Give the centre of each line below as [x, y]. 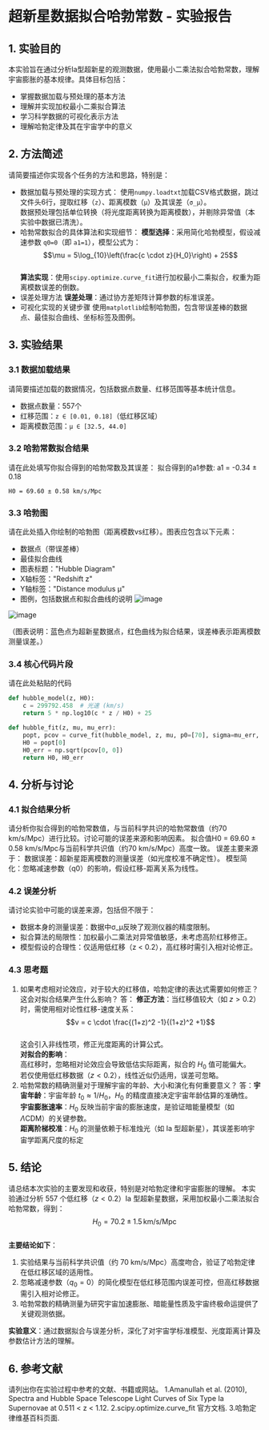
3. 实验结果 [36, 345]
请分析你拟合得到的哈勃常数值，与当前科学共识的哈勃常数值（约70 [118, 828]
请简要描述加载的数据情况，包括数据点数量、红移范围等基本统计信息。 [124, 389]
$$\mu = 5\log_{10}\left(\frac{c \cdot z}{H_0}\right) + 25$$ [141, 255]
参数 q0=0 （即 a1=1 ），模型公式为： [84, 242]
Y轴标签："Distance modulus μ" [72, 589]
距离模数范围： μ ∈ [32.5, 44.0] [73, 426]
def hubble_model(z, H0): [51, 698]
